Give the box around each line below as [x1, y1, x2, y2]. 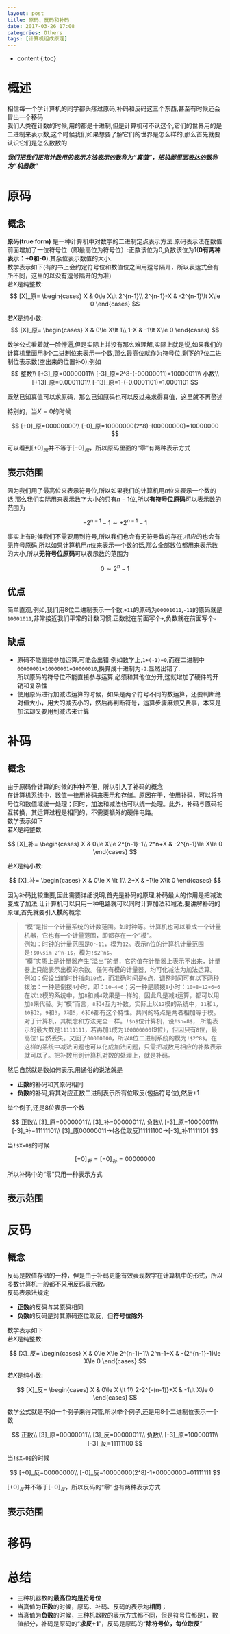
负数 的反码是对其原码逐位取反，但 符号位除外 [16, 1311, 144, 1319]
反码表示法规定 [7, 1288, 49, 1296]
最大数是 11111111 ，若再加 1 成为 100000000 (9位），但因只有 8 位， [36, 1025, 212, 1034]
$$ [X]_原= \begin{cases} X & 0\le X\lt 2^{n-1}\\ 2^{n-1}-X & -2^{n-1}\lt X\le [10, 292, 220, 300]
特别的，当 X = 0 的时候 [7, 407, 72, 415]
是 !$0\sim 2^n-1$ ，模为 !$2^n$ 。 [23, 948, 116, 956]
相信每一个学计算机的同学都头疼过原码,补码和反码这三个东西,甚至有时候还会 [7, 104, 221, 113]
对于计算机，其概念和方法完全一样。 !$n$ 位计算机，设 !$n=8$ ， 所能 [23, 1016, 213, 1025]
